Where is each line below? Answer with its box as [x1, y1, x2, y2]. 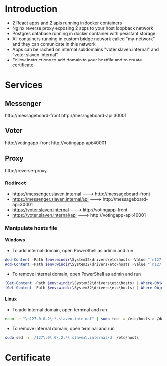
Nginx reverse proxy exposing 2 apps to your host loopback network [12, 25, 153, 31]
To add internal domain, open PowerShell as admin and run [12, 247, 134, 253]
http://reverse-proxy [5, 167, 47, 173]
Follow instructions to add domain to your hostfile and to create [12, 57, 142, 62]
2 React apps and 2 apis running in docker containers [12, 20, 122, 26]
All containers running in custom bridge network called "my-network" [12, 36, 155, 42]
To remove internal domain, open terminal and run [12, 325, 115, 331]
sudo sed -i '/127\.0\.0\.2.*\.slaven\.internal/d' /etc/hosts [5, 335, 139, 340]
